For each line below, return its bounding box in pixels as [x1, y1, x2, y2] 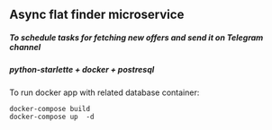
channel [9, 41, 41, 52]
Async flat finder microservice [9, 7, 185, 22]
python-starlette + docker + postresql [9, 65, 155, 75]
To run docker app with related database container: [9, 87, 200, 98]
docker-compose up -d [9, 112, 95, 121]
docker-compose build [9, 104, 91, 113]
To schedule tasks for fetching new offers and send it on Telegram [9, 31, 264, 43]
